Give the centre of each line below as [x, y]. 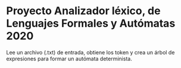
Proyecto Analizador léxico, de [83, 11]
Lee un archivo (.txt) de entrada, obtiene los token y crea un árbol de [90, 52]
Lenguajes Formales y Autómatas [91, 23]
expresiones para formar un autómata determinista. [69, 59]
